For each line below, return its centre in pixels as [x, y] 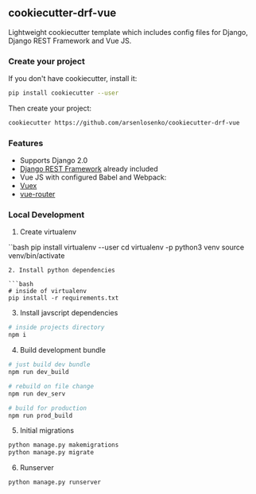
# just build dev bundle [49, 365]
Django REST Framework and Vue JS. [70, 41]
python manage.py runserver [55, 482]
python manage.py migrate [51, 453]
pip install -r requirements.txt [64, 298]
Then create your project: [50, 108]
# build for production [48, 408]
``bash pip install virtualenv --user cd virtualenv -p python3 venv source [126, 247]
